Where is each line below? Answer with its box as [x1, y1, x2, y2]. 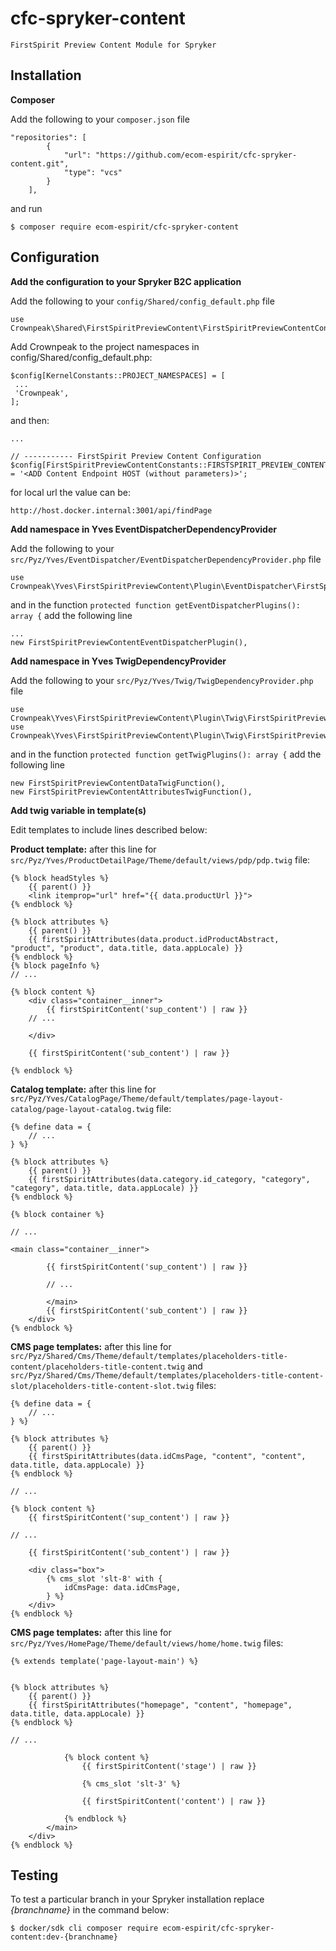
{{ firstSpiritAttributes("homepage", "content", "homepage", [28, 1700, 293, 1710]
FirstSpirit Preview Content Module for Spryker [10, 40, 217, 50]
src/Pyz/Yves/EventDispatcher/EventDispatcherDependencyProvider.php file [10, 553, 322, 565]
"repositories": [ [10, 132, 87, 142]
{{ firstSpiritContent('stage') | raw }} [81, 1761, 257, 1771]
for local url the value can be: [10, 486, 131, 498]
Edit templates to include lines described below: [10, 823, 208, 836]
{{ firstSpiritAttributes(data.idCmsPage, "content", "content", [28, 1451, 307, 1461]
